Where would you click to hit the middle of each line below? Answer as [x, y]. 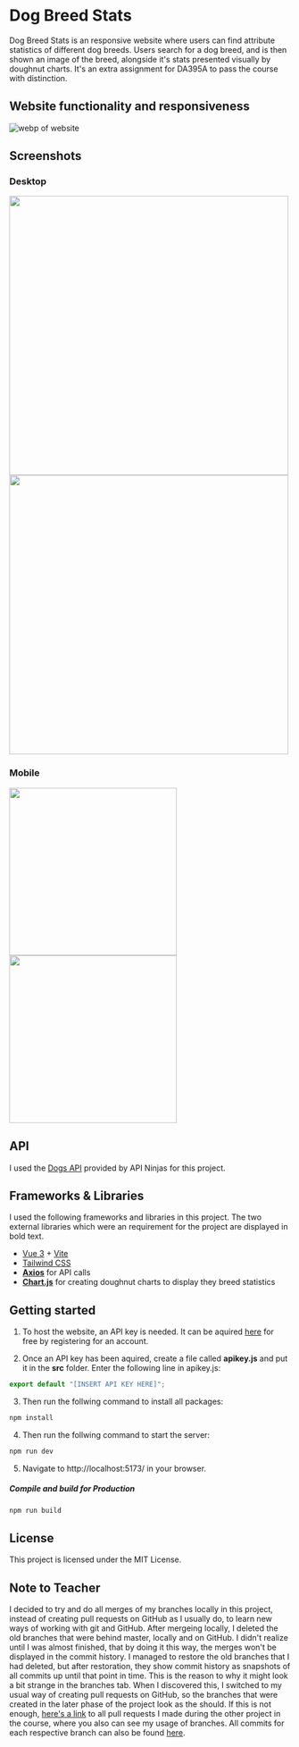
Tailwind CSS [46, 1263]
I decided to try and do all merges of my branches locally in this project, [141, 1609]
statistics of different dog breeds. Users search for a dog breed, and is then [148, 49]
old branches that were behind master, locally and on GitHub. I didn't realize [149, 1638]
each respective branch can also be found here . [97, 1733]
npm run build [36, 1510]
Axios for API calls [56, 1272]
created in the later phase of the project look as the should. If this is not [141, 1704]
